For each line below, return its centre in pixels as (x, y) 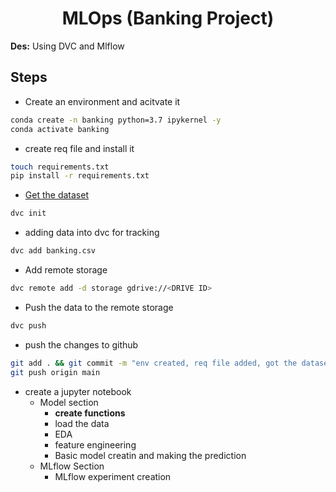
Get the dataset (56, 195)
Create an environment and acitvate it (102, 101)
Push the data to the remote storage (99, 307)
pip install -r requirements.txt (80, 176)
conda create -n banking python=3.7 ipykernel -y (116, 120)
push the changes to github (81, 344)
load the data (82, 423)
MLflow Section (72, 466)
